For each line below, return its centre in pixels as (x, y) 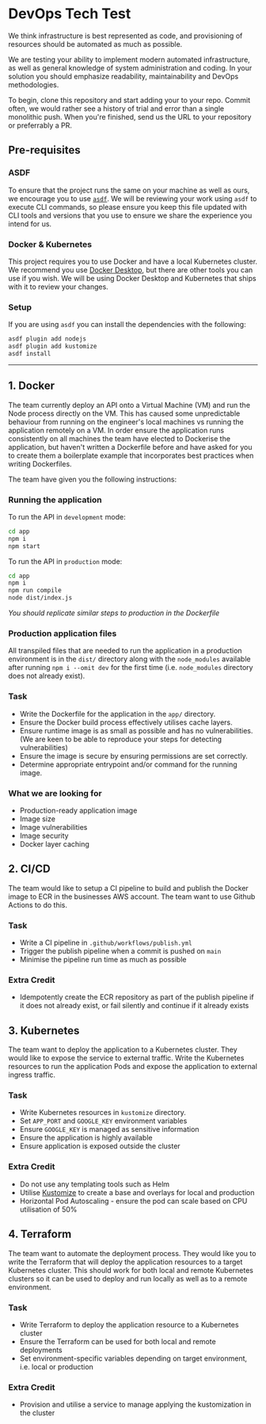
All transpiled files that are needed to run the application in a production (125, 651)
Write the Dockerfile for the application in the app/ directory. (118, 714)
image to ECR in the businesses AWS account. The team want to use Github (132, 897)
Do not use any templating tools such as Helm (95, 1184)
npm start (25, 546)
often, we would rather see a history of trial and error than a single (116, 109)
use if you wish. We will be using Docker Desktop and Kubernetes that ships (132, 278)
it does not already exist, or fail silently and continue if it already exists (134, 1006)
